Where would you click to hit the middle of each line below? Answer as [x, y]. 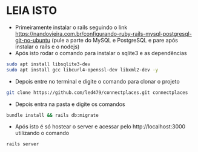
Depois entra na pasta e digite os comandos [70, 104]
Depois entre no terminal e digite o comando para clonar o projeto [97, 81]
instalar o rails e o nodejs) [47, 47]
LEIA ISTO [32, 11]
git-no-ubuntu [32, 40]
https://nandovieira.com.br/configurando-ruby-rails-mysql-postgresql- [103, 33]
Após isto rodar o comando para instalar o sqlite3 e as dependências [101, 53]
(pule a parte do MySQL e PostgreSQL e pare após [115, 40]
